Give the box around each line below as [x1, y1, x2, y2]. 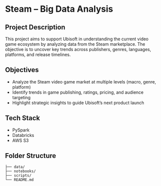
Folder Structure [5, 152, 56, 160]
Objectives [5, 66, 39, 74]
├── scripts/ [5, 173, 32, 178]
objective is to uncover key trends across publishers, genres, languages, [5, 47, 151, 52]
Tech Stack [5, 114, 40, 122]
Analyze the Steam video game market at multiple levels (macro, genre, [12, 79, 157, 84]
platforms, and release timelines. [5, 52, 71, 57]
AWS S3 [12, 137, 29, 143]
